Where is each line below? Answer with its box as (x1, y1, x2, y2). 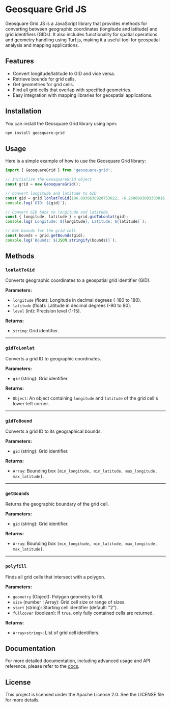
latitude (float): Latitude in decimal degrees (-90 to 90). (12, 302, 131, 309)
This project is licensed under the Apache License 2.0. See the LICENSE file (5, 692, 164, 698)
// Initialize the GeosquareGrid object (5, 177, 93, 182)
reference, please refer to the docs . (5, 663, 80, 669)
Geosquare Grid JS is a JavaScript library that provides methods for (5, 20, 148, 27)
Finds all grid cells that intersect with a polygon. (5, 573, 106, 580)
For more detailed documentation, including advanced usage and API (5, 658, 151, 664)
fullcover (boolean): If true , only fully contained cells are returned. (12, 610, 154, 616)
